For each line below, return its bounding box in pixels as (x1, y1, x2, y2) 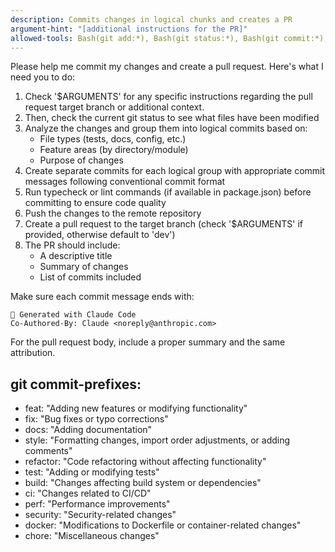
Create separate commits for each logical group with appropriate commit (24, 165, 326, 177)
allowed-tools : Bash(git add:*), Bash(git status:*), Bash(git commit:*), (10, 33, 329, 43)
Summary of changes (39, 261, 129, 273)
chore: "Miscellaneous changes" (24, 530, 160, 542)
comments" (24, 445, 73, 457)
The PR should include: (24, 239, 121, 251)
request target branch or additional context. (24, 101, 205, 113)
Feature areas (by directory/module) (39, 144, 189, 156)
